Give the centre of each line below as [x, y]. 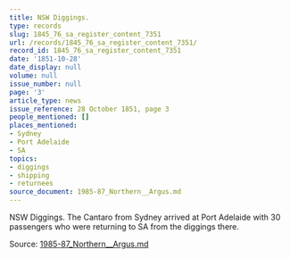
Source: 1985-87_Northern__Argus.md [79, 244]
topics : [24, 158]
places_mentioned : [43, 126]
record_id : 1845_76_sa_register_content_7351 [95, 51]
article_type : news [46, 100]
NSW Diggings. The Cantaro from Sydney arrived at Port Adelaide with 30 [145, 217]
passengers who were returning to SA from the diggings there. [124, 227]
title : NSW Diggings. [50, 17]
